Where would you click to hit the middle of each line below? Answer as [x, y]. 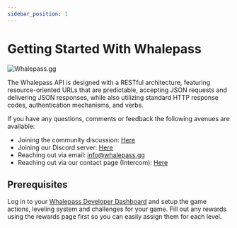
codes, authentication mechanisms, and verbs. [75, 105]
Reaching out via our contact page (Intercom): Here [93, 162]
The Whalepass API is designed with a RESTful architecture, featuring [109, 82]
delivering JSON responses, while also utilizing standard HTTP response [113, 97]
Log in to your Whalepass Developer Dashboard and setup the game [107, 202]
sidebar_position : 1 [38, 14]
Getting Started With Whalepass [104, 49]
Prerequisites [37, 184]
